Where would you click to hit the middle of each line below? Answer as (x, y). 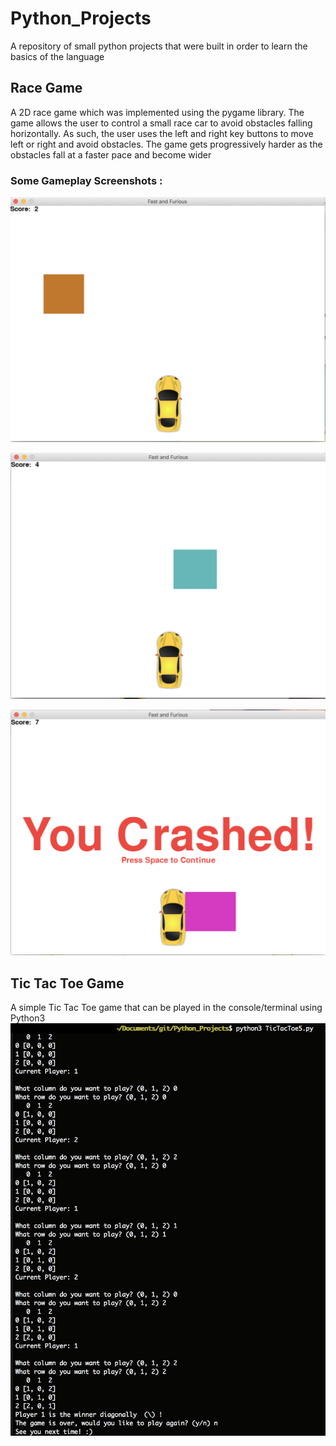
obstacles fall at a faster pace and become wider (111, 154)
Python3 (28, 1018)
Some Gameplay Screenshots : (86, 180)
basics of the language (57, 56)
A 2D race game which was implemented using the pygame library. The (157, 112)
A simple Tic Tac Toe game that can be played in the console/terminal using (166, 1008)
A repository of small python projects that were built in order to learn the (159, 46)
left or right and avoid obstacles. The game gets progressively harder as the (166, 144)
